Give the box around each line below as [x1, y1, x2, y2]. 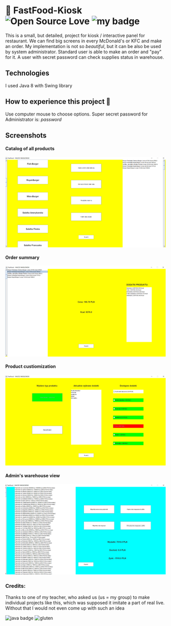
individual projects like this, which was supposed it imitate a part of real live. [5, 599, 165, 606]
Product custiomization [5, 363, 56, 369]
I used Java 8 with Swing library [5, 82, 72, 88]
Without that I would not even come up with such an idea [5, 605, 125, 611]
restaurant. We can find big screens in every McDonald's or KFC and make [5, 38, 162, 44]
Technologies [5, 69, 50, 78]
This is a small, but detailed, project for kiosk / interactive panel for [5, 32, 145, 38]
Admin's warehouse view [5, 472, 60, 478]
